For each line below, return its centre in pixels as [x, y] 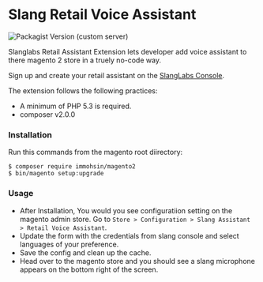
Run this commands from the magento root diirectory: [96, 152]
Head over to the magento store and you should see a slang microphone [137, 261]
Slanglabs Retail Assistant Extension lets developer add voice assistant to [128, 51]
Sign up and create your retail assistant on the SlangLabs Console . [116, 75]
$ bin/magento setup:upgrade [56, 174]
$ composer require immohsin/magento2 [72, 167]
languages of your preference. [69, 244]
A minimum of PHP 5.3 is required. [75, 106]
